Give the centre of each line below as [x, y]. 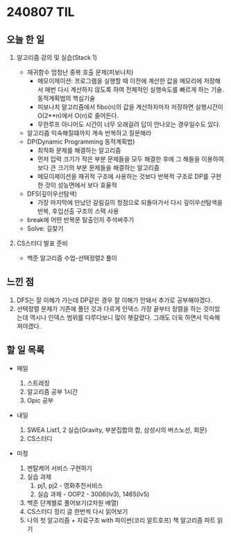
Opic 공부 [40, 400]
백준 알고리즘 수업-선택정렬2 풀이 [72, 258]
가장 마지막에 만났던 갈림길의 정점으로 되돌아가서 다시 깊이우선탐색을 [130, 202]
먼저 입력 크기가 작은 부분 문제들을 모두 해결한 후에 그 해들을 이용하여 [131, 159]
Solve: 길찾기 [45, 229]
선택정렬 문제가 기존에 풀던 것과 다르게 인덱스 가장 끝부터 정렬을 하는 [109, 308]
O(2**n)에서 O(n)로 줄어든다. [78, 116]
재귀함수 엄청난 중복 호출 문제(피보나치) [80, 72]
